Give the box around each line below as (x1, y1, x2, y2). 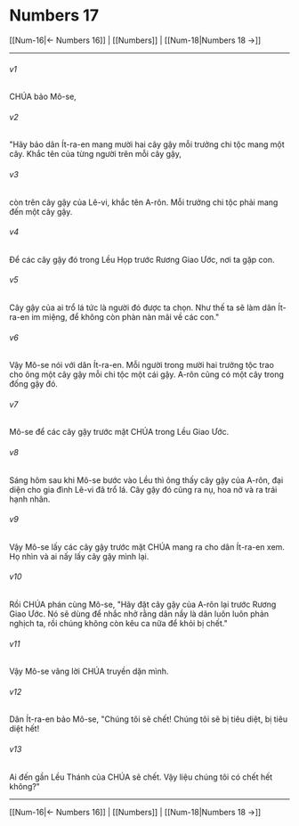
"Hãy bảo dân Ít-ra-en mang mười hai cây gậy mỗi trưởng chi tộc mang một (9, 139, 285, 150)
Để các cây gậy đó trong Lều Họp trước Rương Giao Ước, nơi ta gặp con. (9, 254, 275, 265)
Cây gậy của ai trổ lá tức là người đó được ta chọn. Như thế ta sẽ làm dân (9, 302, 277, 313)
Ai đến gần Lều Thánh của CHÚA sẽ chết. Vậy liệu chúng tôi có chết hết (9, 772, 273, 782)
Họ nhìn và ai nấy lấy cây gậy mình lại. (9, 551, 149, 561)
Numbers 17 (9, 5, 100, 26)
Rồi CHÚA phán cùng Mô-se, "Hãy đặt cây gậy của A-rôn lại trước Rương (9, 599, 277, 609)
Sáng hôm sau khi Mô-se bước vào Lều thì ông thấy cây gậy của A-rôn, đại (9, 474, 284, 486)
